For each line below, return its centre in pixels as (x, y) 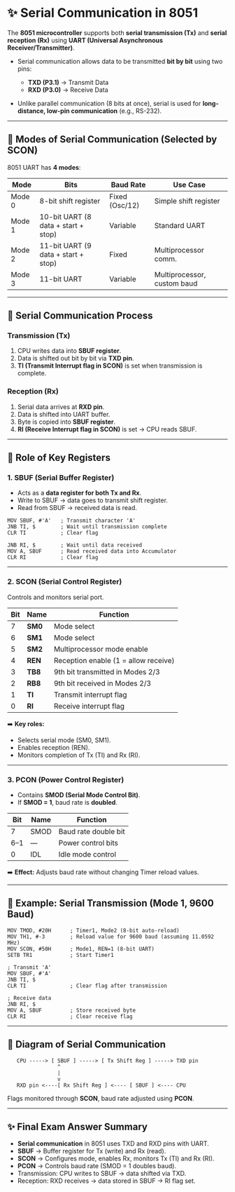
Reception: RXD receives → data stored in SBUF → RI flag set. (106, 1181)
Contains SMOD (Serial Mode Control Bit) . (79, 795)
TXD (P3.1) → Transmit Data (68, 82)
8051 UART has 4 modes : (44, 167)
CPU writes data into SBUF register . (69, 351)
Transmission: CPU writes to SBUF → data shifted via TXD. (102, 1174)
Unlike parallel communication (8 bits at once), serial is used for (109, 103)
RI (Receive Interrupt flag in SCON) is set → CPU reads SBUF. (107, 429)
